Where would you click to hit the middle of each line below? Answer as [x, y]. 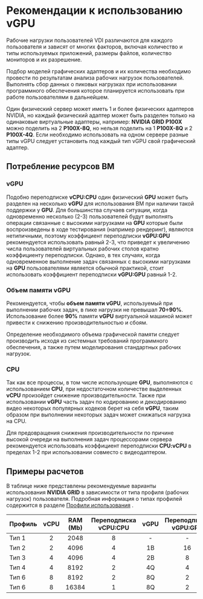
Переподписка [114, 520]
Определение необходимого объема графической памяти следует [93, 334]
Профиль [23, 524]
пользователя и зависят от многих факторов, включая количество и [95, 47]
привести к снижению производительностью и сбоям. [77, 323]
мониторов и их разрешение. [44, 59]
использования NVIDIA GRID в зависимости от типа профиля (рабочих [98, 492]
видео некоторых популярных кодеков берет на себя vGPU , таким [92, 408]
